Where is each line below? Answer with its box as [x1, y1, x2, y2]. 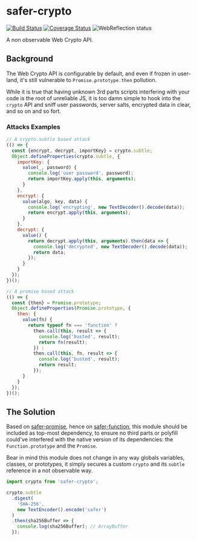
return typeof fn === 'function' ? [28, 322, 118, 328]
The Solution [6, 407, 56, 417]
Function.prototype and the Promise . [6, 442, 98, 450]
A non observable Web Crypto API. [6, 36, 94, 43]
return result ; [38, 362, 77, 368]
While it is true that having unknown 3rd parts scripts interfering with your [6, 88, 190, 95]
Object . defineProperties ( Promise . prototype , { [11, 305, 131, 311]
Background [6, 53, 53, 64]
